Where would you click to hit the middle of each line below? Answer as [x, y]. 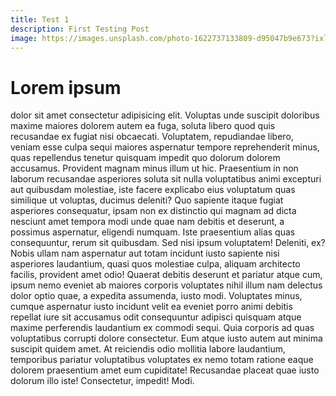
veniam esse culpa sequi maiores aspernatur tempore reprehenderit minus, [165, 147]
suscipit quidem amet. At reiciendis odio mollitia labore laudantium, [148, 349]
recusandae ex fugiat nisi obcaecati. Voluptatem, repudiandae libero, [152, 137]
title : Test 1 [40, 19]
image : [24, 38]
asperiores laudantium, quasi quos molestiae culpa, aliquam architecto [155, 264]
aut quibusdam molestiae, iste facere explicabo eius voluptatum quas [153, 190]
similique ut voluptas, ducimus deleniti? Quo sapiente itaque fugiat [147, 200]
